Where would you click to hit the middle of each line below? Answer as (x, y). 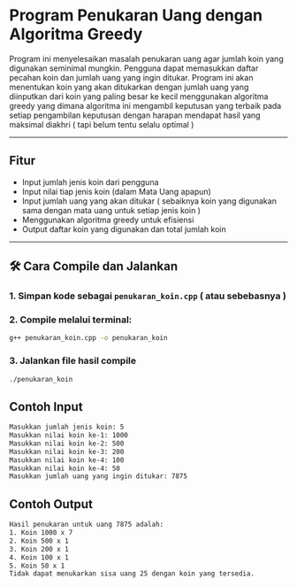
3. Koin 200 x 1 (39, 549)
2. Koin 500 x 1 (39, 541)
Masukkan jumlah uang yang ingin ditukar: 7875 (99, 476)
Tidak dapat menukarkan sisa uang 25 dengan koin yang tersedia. (132, 574)
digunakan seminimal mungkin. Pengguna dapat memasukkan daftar (134, 68)
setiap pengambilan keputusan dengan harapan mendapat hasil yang (135, 115)
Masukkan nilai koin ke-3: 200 (67, 452)
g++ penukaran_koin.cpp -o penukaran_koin (88, 338)
